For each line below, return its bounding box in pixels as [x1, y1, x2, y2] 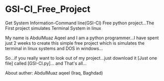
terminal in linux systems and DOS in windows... [5, 45, 103, 51]
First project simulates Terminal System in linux [5, 25, 102, 31]
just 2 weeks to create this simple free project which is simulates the [5, 40, 145, 46]
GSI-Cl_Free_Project [5, 3, 91, 15]
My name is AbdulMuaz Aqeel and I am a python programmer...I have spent [5, 35, 159, 41]
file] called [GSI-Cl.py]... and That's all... [5, 60, 87, 66]
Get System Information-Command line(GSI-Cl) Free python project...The [5, 20, 155, 26]
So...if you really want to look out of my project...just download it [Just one [5, 55, 157, 61]
